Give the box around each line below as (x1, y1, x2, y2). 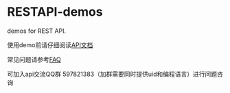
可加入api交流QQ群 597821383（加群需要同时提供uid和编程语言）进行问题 (7, 70, 218, 78)
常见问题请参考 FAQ (7, 55, 61, 64)
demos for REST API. (7, 27, 67, 35)
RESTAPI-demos (7, 4, 103, 20)
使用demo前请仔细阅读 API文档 (7, 40, 93, 49)
